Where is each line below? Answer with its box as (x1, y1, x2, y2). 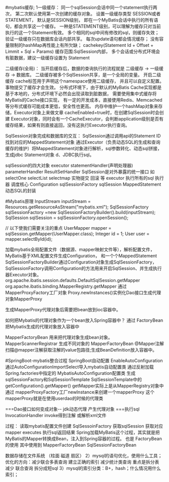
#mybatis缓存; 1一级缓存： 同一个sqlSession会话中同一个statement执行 (5, 5, 153, 10)
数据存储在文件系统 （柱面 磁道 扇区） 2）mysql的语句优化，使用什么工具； (5, 453, 162, 458)
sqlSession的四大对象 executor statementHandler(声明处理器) (5, 163, 133, 168)
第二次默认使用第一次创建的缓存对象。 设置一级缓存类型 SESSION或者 (15, 11, 161, 17)
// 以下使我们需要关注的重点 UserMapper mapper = (5, 225, 112, 231)
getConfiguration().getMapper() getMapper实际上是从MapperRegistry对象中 (5, 383, 164, 389)
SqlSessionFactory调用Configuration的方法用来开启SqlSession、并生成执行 (5, 265, 162, 271)
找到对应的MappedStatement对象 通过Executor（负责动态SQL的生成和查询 (5, 139, 160, 145)
